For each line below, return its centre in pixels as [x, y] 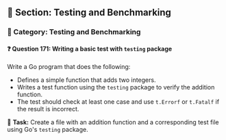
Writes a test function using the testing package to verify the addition [116, 87]
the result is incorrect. [48, 109]
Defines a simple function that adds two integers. [86, 80]
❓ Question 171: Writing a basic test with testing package [90, 48]
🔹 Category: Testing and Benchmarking [74, 32]
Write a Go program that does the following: [69, 66]
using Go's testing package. [48, 129]
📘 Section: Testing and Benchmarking [89, 13]
